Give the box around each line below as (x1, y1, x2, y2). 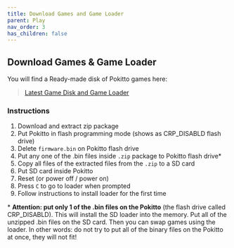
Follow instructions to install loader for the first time (17, 190, 167, 198)
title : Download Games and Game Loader (7, 10, 124, 18)
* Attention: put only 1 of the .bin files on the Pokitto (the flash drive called (7, 203, 226, 211)
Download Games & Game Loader (7, 56, 157, 68)
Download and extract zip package (17, 122, 119, 130)
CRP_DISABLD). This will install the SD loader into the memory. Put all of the (7, 211, 227, 219)
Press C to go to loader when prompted (17, 182, 131, 190)
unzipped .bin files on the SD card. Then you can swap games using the (7, 218, 216, 226)
